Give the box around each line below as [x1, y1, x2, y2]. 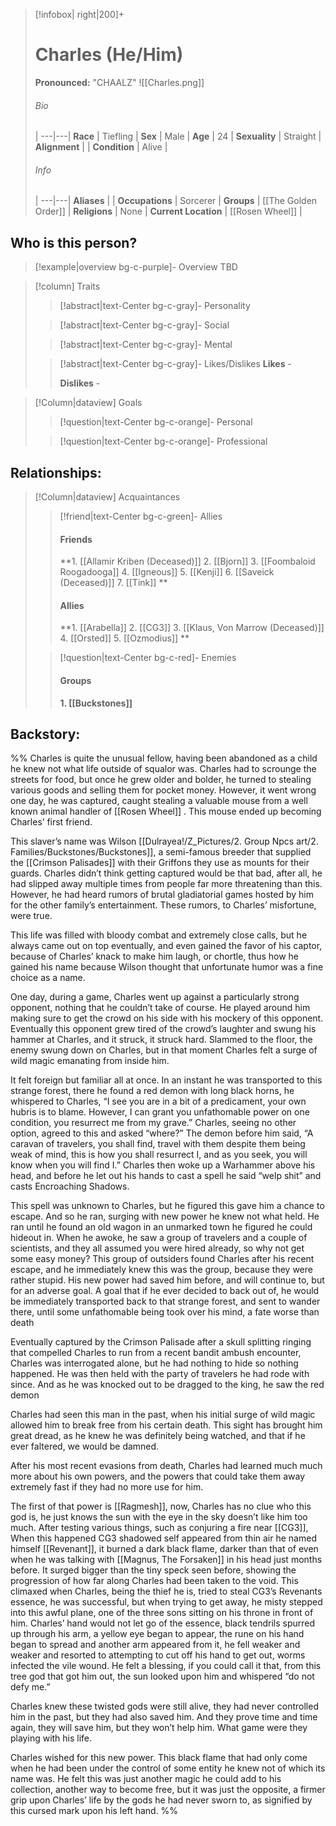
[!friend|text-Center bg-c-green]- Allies [59, 510, 223, 522]
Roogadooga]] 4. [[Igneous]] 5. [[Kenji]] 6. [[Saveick [59, 566, 275, 578]
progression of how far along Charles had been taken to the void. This [10, 1575, 299, 1587]
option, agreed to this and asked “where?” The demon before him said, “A [10, 1127, 314, 1139]
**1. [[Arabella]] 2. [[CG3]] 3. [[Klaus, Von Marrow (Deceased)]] [59, 622, 325, 634]
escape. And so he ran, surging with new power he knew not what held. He [10, 1210, 320, 1223]
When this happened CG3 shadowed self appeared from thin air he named [10, 1532, 317, 1544]
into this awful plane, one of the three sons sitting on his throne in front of [10, 1607, 314, 1619]
